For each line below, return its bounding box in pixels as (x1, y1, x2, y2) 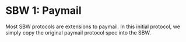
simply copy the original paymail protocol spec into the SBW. (5, 29, 151, 36)
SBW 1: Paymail (5, 4, 82, 17)
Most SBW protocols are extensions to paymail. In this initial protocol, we (5, 23, 180, 30)
